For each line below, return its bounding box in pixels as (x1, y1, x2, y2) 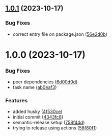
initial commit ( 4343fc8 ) (12, 114, 64, 120)
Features (5, 97, 28, 104)
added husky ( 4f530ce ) (12, 108, 63, 115)
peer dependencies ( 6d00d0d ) (12, 79, 78, 85)
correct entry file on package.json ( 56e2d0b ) (12, 31, 108, 37)
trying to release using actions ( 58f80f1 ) (12, 125, 97, 131)
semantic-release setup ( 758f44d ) (12, 120, 85, 126)
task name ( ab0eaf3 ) (12, 84, 57, 90)
